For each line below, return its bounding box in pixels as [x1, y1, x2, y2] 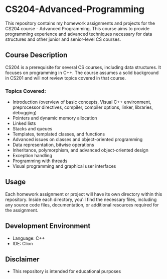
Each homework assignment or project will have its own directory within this [5, 191, 162, 197]
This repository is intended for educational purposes [12, 268, 121, 274]
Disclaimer [5, 255, 40, 264]
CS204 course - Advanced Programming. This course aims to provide [5, 25, 149, 31]
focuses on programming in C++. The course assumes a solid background [5, 69, 159, 76]
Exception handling [12, 153, 53, 159]
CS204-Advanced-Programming [5, 4, 144, 15]
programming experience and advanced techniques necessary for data [5, 31, 152, 37]
